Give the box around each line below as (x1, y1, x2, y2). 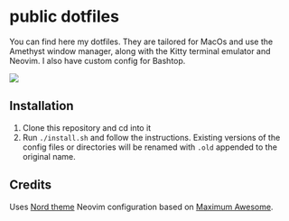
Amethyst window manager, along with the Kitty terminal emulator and (9, 45, 271, 56)
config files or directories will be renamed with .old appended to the (22, 142, 278, 152)
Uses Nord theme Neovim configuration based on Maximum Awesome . (9, 201, 274, 212)
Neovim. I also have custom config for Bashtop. (9, 55, 186, 66)
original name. (22, 151, 77, 161)
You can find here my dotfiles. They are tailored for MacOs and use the (9, 36, 274, 47)
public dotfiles (9, 6, 120, 27)
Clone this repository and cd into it (22, 122, 152, 133)
